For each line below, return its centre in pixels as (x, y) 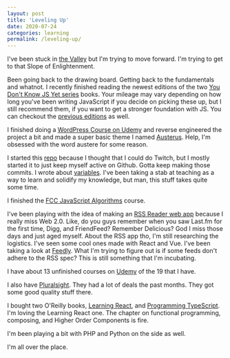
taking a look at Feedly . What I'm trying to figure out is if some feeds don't (112, 251)
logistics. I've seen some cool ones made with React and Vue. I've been (109, 243)
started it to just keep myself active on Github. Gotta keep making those (109, 165)
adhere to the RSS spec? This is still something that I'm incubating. (102, 258)
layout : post (26, 13)
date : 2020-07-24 (32, 26)
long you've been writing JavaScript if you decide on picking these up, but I (114, 102)
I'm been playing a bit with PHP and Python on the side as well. (96, 334)
